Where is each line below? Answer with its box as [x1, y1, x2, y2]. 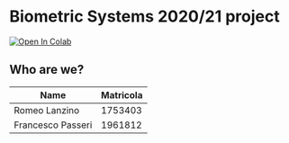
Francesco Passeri [14, 119, 93, 131]
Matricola [100, 88, 143, 101]
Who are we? [9, 62, 85, 77]
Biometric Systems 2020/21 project [9, 6, 281, 27]
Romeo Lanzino [14, 103, 80, 116]
